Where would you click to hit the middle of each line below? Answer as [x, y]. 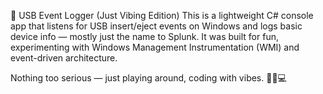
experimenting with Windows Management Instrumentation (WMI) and [155, 47]
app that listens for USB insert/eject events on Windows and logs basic [156, 26]
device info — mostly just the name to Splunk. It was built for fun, [144, 36]
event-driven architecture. [64, 58]
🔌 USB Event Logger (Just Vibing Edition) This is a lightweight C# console [162, 15]
